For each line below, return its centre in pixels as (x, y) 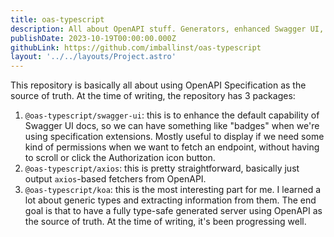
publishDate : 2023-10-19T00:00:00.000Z (93, 38)
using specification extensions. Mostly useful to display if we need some (174, 137)
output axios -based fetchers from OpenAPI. (115, 179)
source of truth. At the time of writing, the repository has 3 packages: (153, 96)
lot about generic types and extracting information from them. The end (170, 200)
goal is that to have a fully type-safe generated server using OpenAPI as (173, 211)
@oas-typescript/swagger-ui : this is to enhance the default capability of (172, 115)
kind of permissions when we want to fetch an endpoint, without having (172, 147)
